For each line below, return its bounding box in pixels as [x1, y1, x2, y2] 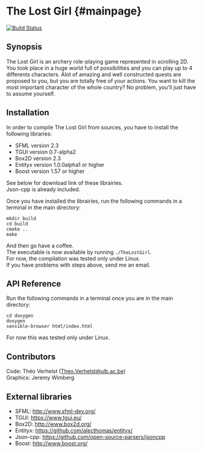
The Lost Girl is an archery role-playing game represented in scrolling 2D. [6, 57, 189, 65]
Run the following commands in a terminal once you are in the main [6, 295, 174, 302]
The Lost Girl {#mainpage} [6, 4, 142, 18]
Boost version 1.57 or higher [14, 168, 85, 175]
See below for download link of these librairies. [6, 179, 123, 186]
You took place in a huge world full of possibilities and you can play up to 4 [6, 64, 193, 71]
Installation [6, 108, 49, 118]
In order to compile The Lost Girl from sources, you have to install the [6, 123, 178, 131]
